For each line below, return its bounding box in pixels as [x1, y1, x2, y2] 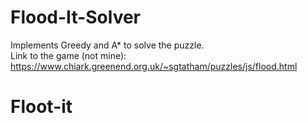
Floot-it [10, 96, 73, 118]
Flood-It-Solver [10, 6, 142, 29]
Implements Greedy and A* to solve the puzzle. [10, 39, 205, 51]
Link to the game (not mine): [10, 49, 127, 61]
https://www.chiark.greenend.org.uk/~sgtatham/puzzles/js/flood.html [10, 60, 298, 72]
